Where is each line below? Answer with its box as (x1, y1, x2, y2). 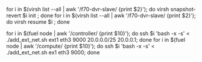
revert (6, 12, 21, 19)
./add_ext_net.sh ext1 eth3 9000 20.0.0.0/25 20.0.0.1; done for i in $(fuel (6, 36, 186, 43)
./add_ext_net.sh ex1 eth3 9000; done (6, 49, 100, 56)
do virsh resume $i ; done (6, 18, 71, 25)
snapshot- (170, 6, 196, 13)
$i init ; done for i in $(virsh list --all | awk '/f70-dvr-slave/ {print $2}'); (22, 12, 196, 19)
